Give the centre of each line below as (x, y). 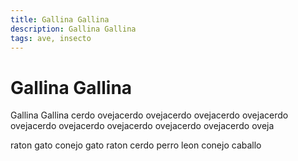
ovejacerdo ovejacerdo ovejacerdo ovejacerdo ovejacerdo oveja (142, 126)
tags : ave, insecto (51, 38)
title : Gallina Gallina (60, 19)
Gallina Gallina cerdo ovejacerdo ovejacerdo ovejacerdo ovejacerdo (149, 115)
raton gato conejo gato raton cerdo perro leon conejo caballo (136, 145)
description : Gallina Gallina (73, 29)
